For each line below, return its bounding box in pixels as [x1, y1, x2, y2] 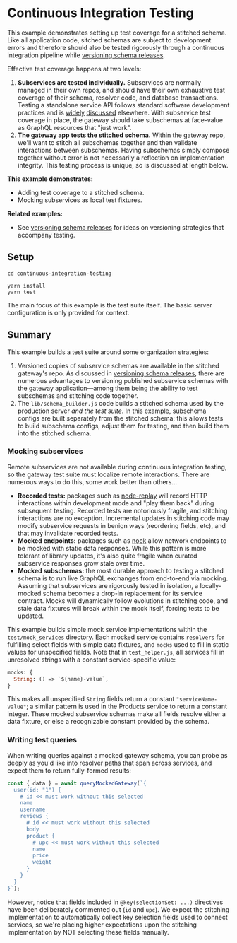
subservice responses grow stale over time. [17, 558, 145, 567]
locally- [200, 581, 222, 590]
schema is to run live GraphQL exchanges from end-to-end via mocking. [17, 574, 229, 582]
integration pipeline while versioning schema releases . [7, 51, 166, 59]
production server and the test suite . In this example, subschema [17, 406, 207, 415]
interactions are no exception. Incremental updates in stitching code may [17, 514, 229, 522]
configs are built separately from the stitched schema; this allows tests [17, 414, 224, 422]
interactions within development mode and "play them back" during [17, 498, 214, 507]
